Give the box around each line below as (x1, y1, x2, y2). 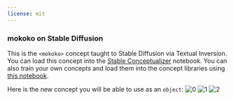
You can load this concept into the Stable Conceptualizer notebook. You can (7, 57, 228, 65)
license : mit (7, 10, 46, 17)
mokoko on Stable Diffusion (7, 33, 104, 43)
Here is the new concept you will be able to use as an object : (7, 85, 184, 93)
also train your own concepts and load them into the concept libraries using (7, 64, 226, 72)
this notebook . (7, 71, 49, 80)
